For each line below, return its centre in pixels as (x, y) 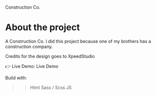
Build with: (16, 77)
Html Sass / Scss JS (51, 87)
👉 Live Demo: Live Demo (32, 66)
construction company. (29, 46)
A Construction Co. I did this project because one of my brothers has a (78, 41)
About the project (43, 27)
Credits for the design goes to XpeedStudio (50, 56)
